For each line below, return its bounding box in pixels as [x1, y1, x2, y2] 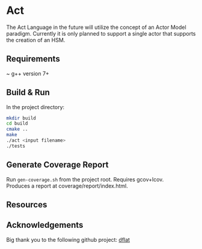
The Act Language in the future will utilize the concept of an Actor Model [6, 24, 186, 31]
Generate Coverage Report [6, 160, 109, 170]
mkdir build [6, 115, 36, 121]
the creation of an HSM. [6, 36, 66, 43]
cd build [6, 121, 28, 127]
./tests [6, 143, 26, 149]
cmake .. [6, 126, 28, 133]
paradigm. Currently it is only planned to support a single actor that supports [6, 30, 196, 37]
